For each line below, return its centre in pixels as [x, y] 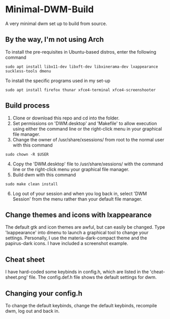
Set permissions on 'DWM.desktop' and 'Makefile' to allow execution [85, 123]
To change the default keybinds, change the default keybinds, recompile [81, 305]
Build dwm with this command [44, 175]
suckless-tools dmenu [28, 71]
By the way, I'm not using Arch [55, 40]
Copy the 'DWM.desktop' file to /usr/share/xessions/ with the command [88, 164]
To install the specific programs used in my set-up [58, 81]
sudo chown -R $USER [27, 154]
